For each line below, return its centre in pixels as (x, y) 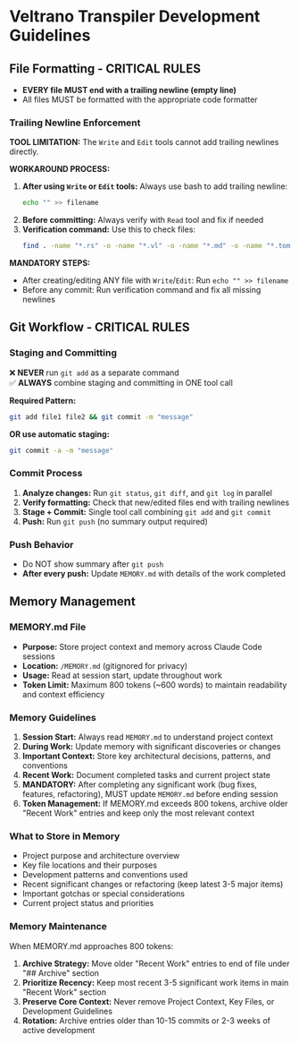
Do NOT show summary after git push (93, 564)
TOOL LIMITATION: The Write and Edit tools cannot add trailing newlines (144, 142)
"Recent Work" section (64, 992)
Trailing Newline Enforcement (75, 123)
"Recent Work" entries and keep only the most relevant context (138, 813)
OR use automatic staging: (59, 434)
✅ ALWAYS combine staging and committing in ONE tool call (121, 382)
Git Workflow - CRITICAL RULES (100, 327)
